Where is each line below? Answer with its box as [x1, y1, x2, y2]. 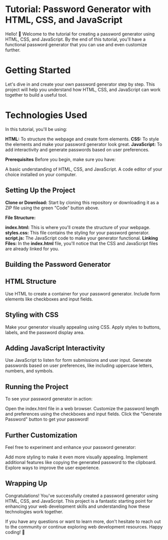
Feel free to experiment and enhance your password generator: [5, 444, 136, 450]
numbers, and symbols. [5, 368, 54, 374]
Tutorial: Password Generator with [5, 4, 151, 15]
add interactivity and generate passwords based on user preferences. [5, 146, 149, 152]
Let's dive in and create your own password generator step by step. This [5, 81, 155, 87]
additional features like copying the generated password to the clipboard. [5, 459, 157, 466]
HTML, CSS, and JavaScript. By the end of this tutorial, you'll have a [5, 36, 146, 42]
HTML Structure [5, 277, 57, 286]
